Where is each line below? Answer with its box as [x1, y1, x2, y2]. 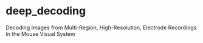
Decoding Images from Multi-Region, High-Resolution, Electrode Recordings [5, 24, 197, 31]
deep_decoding [5, 4, 86, 18]
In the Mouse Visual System [5, 30, 75, 37]
